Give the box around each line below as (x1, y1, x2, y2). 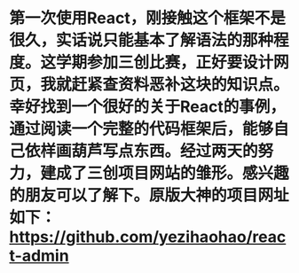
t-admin (9, 246, 69, 266)
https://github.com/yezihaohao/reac (9, 227, 287, 247)
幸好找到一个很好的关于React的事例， (9, 97, 286, 117)
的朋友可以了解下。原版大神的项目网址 (9, 185, 290, 206)
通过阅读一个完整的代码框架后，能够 (9, 119, 274, 139)
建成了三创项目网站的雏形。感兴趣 (40, 163, 290, 183)
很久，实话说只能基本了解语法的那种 (9, 30, 274, 51)
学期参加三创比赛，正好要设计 (56, 52, 274, 73)
